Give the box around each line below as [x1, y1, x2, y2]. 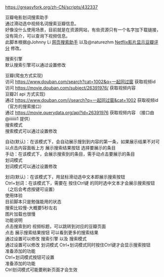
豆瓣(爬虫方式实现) [5, 73, 43, 78]
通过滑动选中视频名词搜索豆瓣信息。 [5, 21, 79, 26]
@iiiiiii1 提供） [5, 116, 33, 122]
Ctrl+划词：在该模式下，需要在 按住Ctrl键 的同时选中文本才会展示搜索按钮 [5, 180, 155, 186]
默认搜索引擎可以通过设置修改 [5, 62, 66, 68]
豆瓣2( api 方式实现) [5, 91, 46, 97]
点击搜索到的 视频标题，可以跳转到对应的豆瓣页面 [5, 224, 106, 229]
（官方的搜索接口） [5, 103, 44, 109]
